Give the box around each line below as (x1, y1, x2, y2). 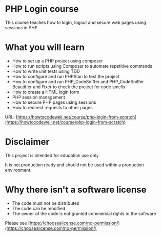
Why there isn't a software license (5, 184, 147, 195)
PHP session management (12, 94, 65, 100)
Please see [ (5, 220, 30, 226)
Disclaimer (5, 137, 50, 147)
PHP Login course (5, 3, 79, 15)
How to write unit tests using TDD (12, 68, 80, 74)
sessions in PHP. (5, 24, 39, 30)
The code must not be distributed (12, 200, 80, 206)
